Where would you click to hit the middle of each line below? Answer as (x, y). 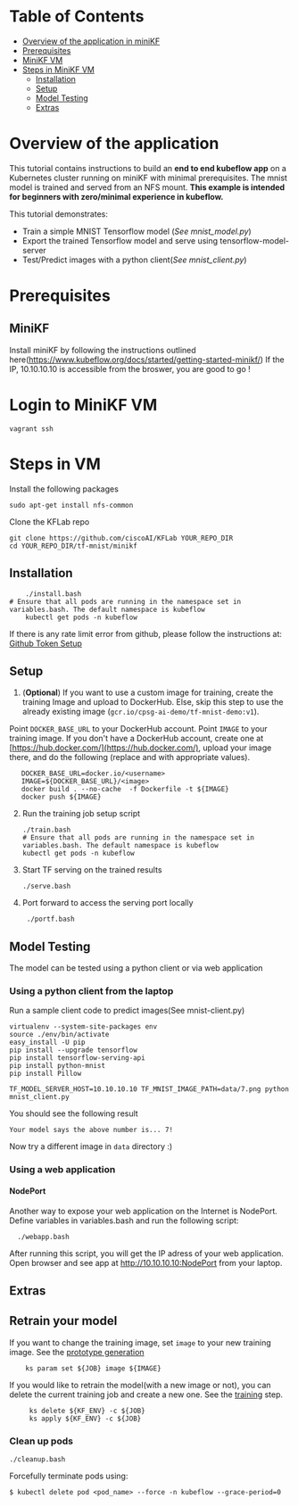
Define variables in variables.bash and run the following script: (124, 1221)
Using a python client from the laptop (91, 991)
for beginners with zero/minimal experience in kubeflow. (116, 196)
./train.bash (46, 830)
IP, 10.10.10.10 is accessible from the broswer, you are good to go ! (130, 368)
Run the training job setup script (81, 814)
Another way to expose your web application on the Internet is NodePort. (144, 1211)
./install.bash (54, 594)
